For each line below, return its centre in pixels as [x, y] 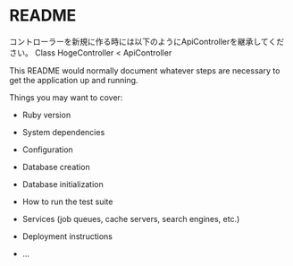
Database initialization [63, 184]
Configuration [47, 150]
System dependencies [63, 132]
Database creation [56, 167]
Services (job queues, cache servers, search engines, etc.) [131, 219]
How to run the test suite [67, 202]
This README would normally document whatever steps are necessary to [145, 70]
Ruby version [46, 115]
